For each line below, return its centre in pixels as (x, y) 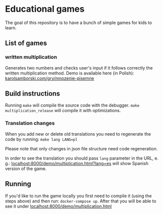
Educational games (45, 9)
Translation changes (30, 123)
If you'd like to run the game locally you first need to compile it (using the (79, 196)
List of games (26, 43)
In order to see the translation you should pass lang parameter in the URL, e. (82, 158)
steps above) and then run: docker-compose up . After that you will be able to (81, 201)
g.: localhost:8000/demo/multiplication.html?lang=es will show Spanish (77, 163)
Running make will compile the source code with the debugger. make (72, 105)
